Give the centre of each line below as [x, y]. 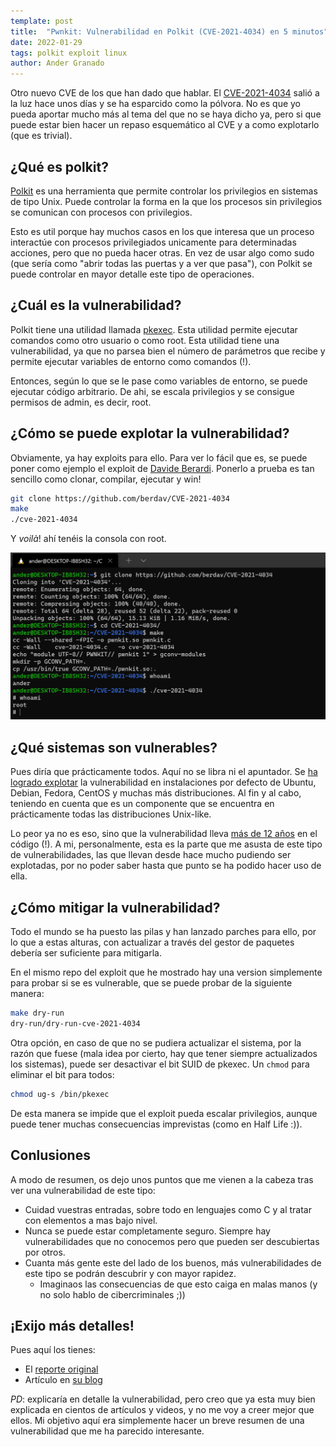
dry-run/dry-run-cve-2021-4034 [75, 1023]
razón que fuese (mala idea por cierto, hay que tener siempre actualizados [164, 1053]
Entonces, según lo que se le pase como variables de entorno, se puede [159, 381]
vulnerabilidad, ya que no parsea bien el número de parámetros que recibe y [168, 351]
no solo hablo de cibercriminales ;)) [112, 1294]
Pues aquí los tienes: [53, 1350]
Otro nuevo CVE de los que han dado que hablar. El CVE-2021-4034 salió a [165, 93]
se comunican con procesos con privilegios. [101, 212]
